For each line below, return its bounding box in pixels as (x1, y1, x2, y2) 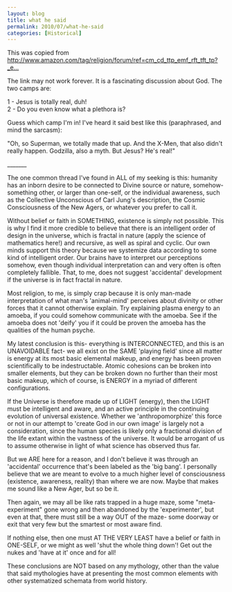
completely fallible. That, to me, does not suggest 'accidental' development (7, 268, 222, 277)
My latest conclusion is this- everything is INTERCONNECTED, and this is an (7, 340, 225, 348)
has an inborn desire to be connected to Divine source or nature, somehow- (7, 181, 224, 190)
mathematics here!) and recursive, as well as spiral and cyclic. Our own (7, 239, 211, 247)
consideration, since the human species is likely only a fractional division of (7, 427, 223, 435)
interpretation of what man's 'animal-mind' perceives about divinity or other (7, 297, 224, 305)
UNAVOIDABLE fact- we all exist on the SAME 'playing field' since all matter (7, 347, 223, 355)
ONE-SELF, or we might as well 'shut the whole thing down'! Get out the (7, 541, 213, 550)
